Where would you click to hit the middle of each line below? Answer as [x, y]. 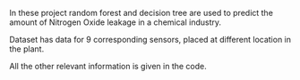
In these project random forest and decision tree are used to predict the [141, 13]
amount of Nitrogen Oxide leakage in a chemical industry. [116, 22]
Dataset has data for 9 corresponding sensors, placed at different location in [150, 40]
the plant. [27, 49]
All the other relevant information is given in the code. [108, 66]
